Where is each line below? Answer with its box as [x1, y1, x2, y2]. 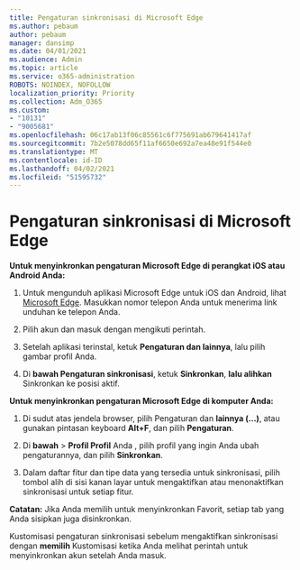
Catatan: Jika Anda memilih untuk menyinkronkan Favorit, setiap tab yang [9, 504, 285, 515]
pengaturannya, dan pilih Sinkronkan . [22, 450, 164, 461]
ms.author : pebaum [9, 22, 78, 31]
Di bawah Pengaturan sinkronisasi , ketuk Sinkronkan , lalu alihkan [22, 369, 272, 380]
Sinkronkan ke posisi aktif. [22, 378, 120, 389]
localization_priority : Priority [9, 88, 135, 97]
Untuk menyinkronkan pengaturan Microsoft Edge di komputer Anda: [9, 396, 274, 407]
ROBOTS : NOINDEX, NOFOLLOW [9, 80, 111, 89]
